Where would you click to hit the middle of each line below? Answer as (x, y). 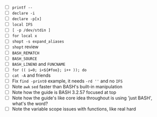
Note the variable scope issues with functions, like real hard (74, 109)
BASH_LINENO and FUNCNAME (39, 64)
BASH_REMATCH (26, 53)
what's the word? (30, 104)
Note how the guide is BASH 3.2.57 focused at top (64, 92)
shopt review (25, 47)
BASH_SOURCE (24, 59)
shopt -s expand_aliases (38, 42)
